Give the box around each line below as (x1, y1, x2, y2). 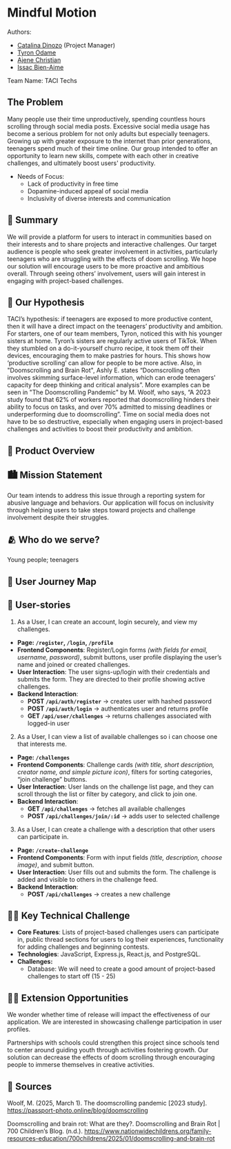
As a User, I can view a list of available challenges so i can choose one (17, 732, 218, 740)
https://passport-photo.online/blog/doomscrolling (7, 1106, 148, 1114)
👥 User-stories (7, 599, 71, 611)
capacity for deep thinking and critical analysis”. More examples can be (7, 381, 210, 389)
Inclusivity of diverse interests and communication (27, 194, 171, 202)
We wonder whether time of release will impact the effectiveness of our (7, 1010, 210, 1019)
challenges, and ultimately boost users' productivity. (7, 159, 157, 167)
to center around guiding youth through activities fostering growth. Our (7, 1046, 209, 1054)
